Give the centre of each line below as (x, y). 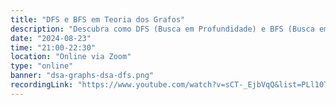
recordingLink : (42, 85)
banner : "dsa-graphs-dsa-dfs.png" (82, 76)
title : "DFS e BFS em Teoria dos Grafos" (98, 19)
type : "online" (42, 66)
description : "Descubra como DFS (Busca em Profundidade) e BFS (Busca (162, 29)
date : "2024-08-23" (51, 38)
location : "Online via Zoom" (71, 57)
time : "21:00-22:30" (53, 47)
